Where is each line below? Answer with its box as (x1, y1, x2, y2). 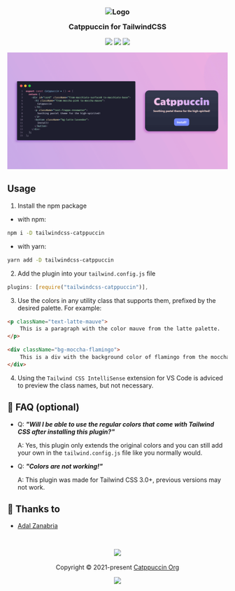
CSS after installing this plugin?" (17, 427, 115, 436)
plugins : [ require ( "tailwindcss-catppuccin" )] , (7, 283, 149, 290)
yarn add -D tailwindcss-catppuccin (7, 256, 114, 264)
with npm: (17, 215, 47, 223)
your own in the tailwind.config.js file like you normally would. (17, 448, 203, 457)
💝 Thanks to (7, 503, 61, 515)
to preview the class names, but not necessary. (17, 381, 154, 390)
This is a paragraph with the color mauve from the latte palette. (20, 325, 220, 332)
